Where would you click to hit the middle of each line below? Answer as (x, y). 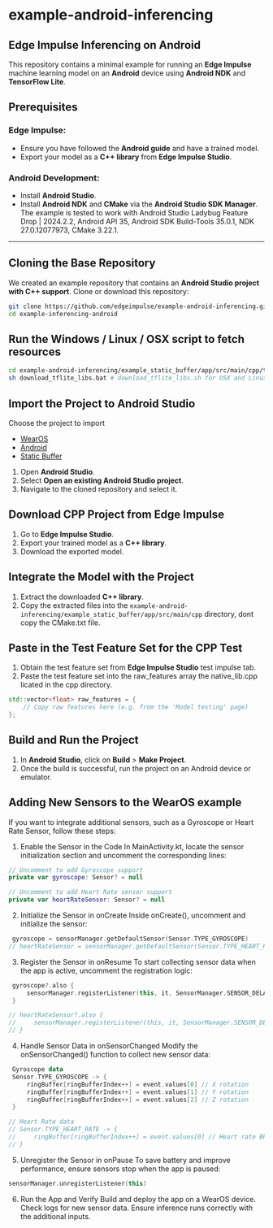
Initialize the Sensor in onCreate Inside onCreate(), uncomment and (133, 915)
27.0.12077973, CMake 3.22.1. (69, 230)
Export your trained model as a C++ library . (93, 543)
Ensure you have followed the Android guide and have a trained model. (140, 148)
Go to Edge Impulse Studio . (67, 534)
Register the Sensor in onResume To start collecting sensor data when (138, 961)
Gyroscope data (37, 1070)
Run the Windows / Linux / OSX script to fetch (127, 339)
